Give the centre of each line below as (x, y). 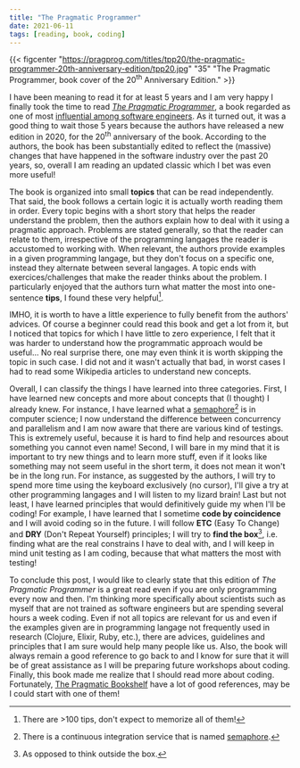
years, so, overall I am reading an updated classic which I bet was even (140, 165)
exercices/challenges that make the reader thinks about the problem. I (138, 277)
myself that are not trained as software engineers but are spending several (146, 608)
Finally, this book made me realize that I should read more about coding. (142, 674)
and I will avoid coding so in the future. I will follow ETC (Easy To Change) (145, 523)
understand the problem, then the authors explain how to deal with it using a (150, 220)
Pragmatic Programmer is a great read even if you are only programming (143, 589)
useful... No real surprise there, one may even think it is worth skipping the (146, 352)
